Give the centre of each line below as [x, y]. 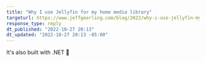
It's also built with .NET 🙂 [38, 52]
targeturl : [20, 18]
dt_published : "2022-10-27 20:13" [51, 29]
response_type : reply [34, 23]
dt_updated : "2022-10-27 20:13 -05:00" [57, 35]
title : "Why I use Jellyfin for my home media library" [79, 12]
